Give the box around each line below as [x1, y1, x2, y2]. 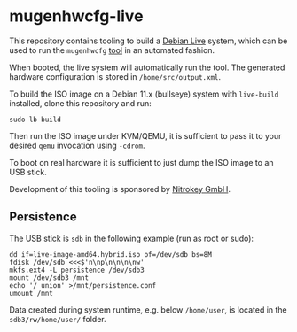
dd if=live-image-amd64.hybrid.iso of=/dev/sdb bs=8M [9, 250, 213, 259]
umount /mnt [9, 289, 53, 297]
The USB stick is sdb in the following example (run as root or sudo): [9, 233, 254, 243]
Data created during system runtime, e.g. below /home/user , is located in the [9, 304, 288, 315]
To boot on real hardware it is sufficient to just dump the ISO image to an [9, 157, 274, 167]
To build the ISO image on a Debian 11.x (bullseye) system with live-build [9, 89, 279, 99]
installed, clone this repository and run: [9, 97, 152, 108]
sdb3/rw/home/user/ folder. [9, 313, 106, 324]
